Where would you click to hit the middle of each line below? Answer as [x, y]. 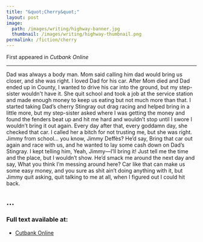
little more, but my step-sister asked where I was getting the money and [96, 113]
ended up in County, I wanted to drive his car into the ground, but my [92, 87]
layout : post [23, 18]
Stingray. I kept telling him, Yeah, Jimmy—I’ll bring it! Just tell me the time [97, 151]
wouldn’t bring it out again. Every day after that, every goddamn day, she [97, 126]
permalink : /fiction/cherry [42, 40]
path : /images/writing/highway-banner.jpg [66, 29]
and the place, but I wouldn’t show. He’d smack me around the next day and [101, 158]
